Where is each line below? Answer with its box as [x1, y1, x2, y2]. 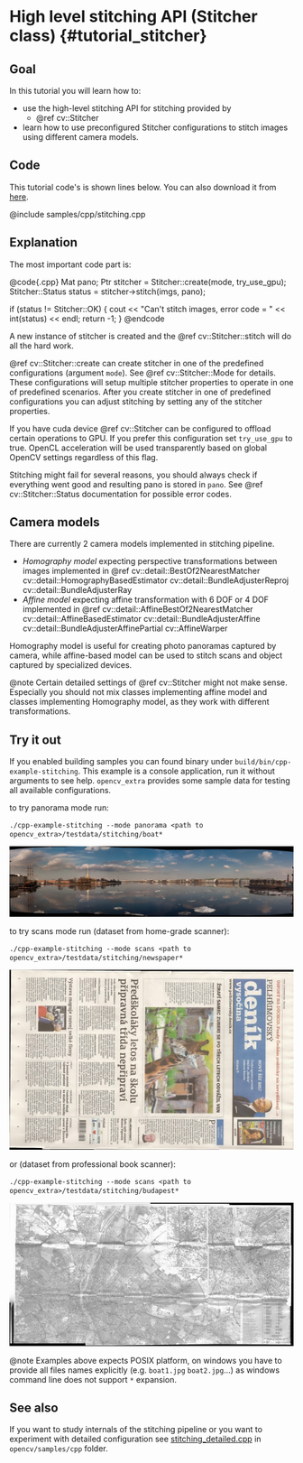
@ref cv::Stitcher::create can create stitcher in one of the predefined [9, 357, 264, 368]
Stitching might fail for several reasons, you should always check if [9, 469, 258, 480]
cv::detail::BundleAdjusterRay [22, 585, 133, 596]
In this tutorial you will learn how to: [9, 86, 142, 96]
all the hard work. [9, 340, 75, 351]
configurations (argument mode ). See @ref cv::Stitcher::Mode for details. [9, 367, 277, 378]
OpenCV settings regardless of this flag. [9, 451, 159, 462]
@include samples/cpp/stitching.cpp [9, 208, 146, 219]
